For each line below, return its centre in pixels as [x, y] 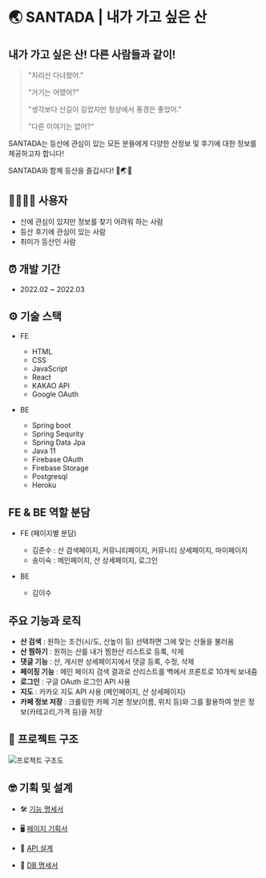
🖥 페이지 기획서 [44, 828]
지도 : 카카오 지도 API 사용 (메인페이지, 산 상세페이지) [103, 692]
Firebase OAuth [58, 460]
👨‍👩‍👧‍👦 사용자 [38, 201]
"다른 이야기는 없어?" [61, 126]
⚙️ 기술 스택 [35, 317]
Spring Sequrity [58, 434]
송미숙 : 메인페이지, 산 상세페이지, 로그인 [95, 560]
